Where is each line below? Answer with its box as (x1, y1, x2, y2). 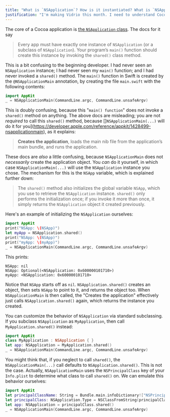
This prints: (5, 254, 29, 260)
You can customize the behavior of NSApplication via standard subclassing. (5, 312, 163, 319)
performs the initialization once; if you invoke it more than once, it (17, 196, 155, 202)
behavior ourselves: (5, 378, 47, 384)
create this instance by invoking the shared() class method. (17, 52, 142, 58)
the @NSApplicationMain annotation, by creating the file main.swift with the (5, 78, 161, 84)
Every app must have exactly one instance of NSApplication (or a (17, 41, 153, 47)
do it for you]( (5, 123, 34, 129)
